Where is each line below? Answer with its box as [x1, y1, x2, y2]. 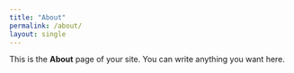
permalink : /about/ [9, 21, 83, 30]
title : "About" [9, 12, 67, 22]
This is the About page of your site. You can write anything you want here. [9, 54, 286, 65]
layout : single [9, 29, 67, 38]
